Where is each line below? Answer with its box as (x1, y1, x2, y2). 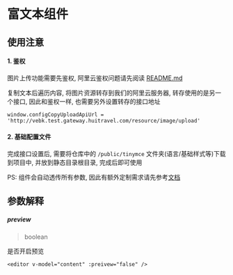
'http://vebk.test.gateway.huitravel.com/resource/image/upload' (7, 117, 200, 124)
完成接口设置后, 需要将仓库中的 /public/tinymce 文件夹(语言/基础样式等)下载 (7, 149, 226, 157)
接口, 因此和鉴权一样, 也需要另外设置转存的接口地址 (13, 97, 161, 105)
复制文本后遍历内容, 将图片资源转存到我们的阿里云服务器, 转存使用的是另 (7, 88, 216, 97)
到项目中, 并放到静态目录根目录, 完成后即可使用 (7, 158, 143, 166)
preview (7, 215, 31, 223)
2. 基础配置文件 (7, 133, 51, 141)
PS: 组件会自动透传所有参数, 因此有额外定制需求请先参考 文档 (7, 173, 181, 181)
